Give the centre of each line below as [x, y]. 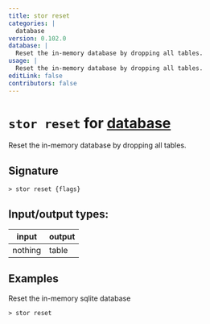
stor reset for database [90, 123]
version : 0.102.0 [37, 38]
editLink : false [35, 76]
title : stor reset [39, 16]
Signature [33, 170]
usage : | [23, 61]
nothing [27, 251]
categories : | [32, 23]
